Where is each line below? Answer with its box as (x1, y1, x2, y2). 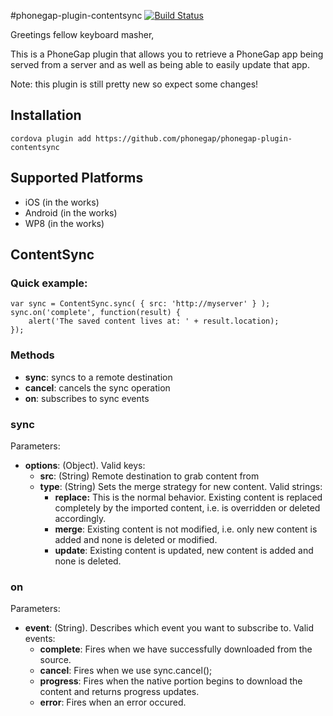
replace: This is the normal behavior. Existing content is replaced (54, 491, 323, 503)
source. (39, 654, 72, 666)
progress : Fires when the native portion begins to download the (39, 675, 303, 687)
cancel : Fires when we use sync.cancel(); (39, 665, 213, 677)
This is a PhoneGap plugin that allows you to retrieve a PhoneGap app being (10, 48, 324, 60)
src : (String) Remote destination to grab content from (39, 470, 260, 482)
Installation (10, 107, 82, 124)
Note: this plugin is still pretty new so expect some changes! (10, 78, 259, 90)
